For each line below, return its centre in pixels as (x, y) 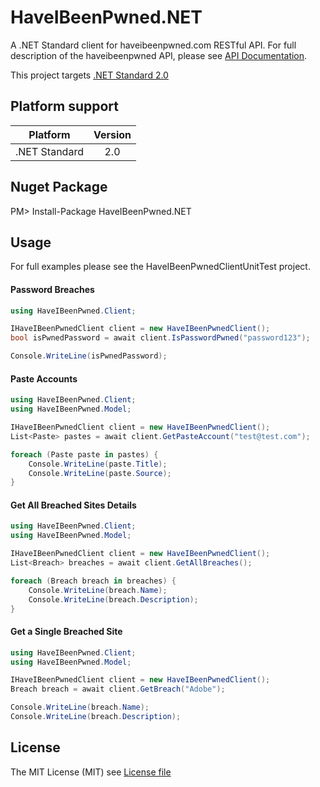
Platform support (64, 106)
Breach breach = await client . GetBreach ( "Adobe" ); (118, 689)
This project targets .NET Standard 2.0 (89, 75)
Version (112, 134)
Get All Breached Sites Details (73, 505)
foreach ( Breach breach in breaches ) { (93, 581)
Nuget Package (59, 187)
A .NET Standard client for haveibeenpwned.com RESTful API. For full (153, 45)
